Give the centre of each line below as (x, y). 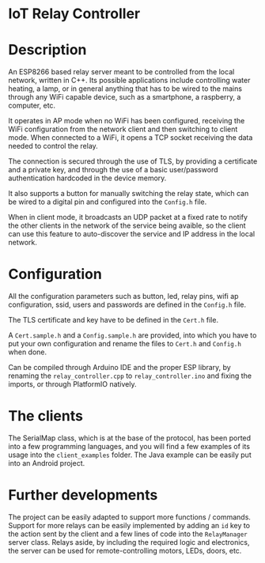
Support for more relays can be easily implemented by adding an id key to (129, 525)
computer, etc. (32, 106)
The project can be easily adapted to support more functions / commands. (130, 517)
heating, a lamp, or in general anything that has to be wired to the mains (125, 89)
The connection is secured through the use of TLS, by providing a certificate (133, 161)
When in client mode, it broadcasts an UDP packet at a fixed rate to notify (128, 217)
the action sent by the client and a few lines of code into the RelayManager (128, 534)
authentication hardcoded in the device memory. (87, 178)
